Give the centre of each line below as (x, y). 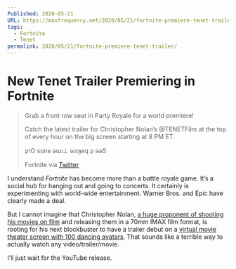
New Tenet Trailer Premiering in (101, 81)
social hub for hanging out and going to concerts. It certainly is (98, 185)
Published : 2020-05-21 (40, 14)
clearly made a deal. (37, 200)
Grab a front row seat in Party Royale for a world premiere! (109, 115)
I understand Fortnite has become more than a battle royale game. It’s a (111, 178)
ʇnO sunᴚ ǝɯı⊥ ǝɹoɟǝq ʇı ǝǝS (65, 150)
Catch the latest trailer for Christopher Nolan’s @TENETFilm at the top (125, 129)
